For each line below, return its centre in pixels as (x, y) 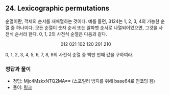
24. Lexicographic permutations (57, 8)
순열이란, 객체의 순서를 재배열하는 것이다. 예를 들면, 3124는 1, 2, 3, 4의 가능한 (82, 21)
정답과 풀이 (18, 69)
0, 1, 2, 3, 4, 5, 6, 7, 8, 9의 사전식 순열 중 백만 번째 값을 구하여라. (69, 54)
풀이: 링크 (22, 87)
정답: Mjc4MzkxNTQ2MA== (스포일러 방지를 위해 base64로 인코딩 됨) (84, 81)
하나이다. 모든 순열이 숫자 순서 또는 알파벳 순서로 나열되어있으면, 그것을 (87, 27)
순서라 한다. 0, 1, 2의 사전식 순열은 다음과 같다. (61, 34)
